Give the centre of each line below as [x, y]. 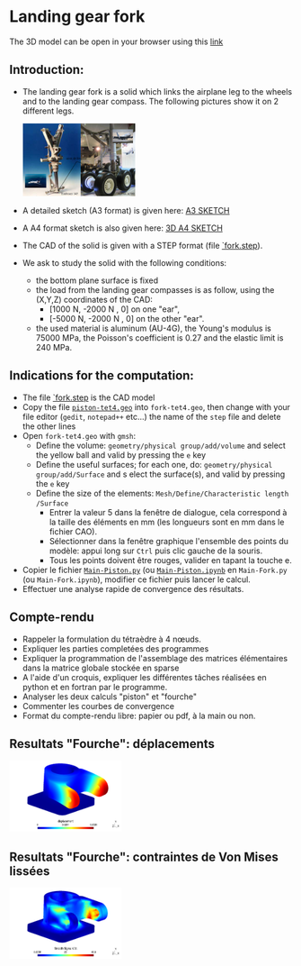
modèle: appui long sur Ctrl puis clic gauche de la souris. [156, 551]
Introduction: [47, 70]
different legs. [48, 111]
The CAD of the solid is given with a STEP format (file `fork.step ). [142, 245]
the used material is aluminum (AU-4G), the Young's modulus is [153, 328]
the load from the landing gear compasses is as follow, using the [155, 289]
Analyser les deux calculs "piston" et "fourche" [110, 697]
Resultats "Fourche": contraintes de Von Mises [144, 857]
